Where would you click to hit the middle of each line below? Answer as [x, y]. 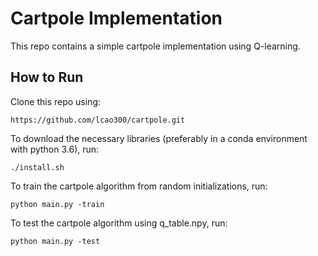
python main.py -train [57, 204]
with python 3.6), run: [55, 149]
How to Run [47, 77]
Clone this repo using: [56, 101]
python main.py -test [55, 241]
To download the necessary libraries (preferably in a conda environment [159, 138]
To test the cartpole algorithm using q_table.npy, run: [119, 223]
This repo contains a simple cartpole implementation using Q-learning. [155, 46]
